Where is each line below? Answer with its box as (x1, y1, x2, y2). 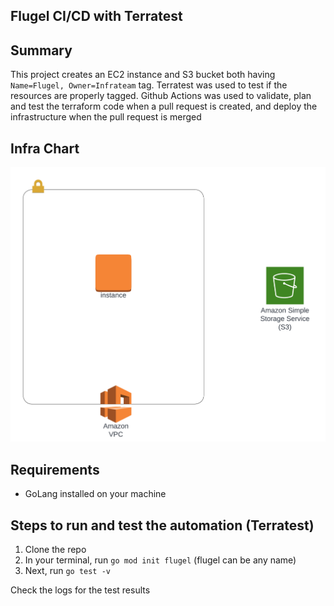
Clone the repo (24, 544, 87, 556)
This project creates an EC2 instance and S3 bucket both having (10, 69, 276, 81)
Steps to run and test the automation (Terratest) (10, 517, 315, 534)
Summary (10, 42, 73, 59)
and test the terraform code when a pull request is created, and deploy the (10, 100, 318, 113)
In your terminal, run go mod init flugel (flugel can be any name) (24, 554, 297, 566)
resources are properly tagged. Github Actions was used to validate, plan (10, 90, 312, 102)
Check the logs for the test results (10, 584, 151, 596)
